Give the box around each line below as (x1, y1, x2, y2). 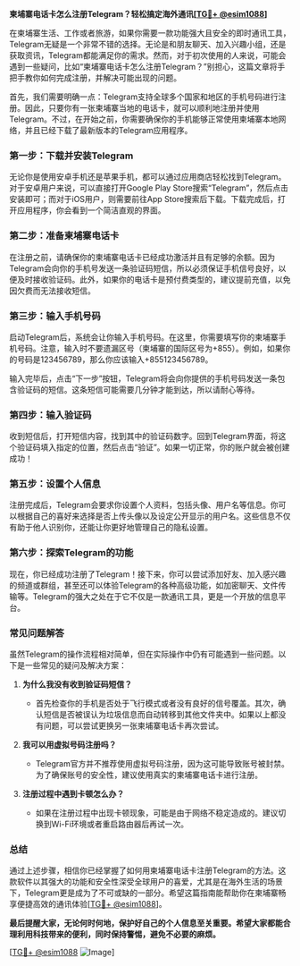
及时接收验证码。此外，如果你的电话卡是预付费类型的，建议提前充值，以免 (16, 274, 291, 284)
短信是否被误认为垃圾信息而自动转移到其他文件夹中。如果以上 (43, 709, 271, 720)
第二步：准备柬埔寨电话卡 (9, 230, 120, 242)
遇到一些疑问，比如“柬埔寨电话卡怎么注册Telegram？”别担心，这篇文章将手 (9, 62, 286, 72)
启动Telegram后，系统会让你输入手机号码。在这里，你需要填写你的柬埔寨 (9, 331, 279, 343)
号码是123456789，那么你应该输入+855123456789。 (16, 353, 213, 365)
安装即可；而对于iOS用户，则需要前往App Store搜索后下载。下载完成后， (9, 194, 279, 205)
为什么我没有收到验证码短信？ (21, 679, 132, 690)
